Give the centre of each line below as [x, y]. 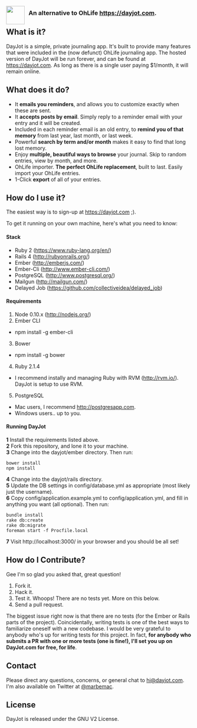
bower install [24, 463]
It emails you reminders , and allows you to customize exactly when [97, 104]
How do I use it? [36, 198]
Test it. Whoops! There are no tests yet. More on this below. [87, 598]
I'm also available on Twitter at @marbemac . [60, 686]
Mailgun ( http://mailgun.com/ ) [51, 281]
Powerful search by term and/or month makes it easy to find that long [100, 142]
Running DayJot [26, 427]
